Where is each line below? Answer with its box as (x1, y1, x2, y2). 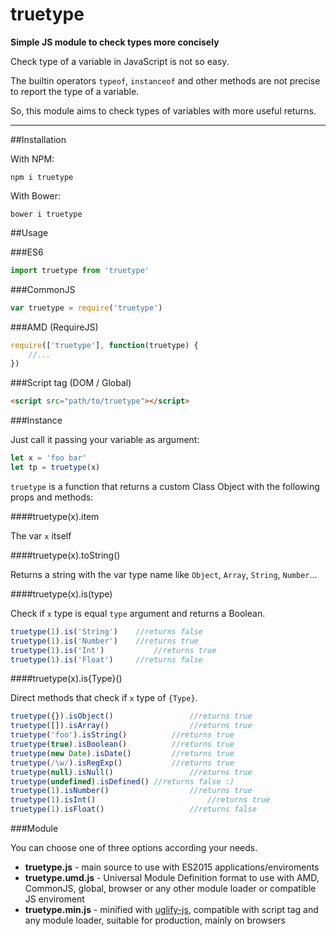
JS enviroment (24, 893, 85, 905)
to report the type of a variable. (10, 85, 140, 97)
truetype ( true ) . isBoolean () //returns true (10, 739, 235, 750)
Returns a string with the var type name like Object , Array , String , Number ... (10, 568, 318, 580)
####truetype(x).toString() (10, 549, 121, 561)
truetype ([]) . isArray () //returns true (10, 721, 253, 731)
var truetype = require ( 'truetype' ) (10, 303, 163, 313)
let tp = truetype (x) (10, 463, 101, 473)
